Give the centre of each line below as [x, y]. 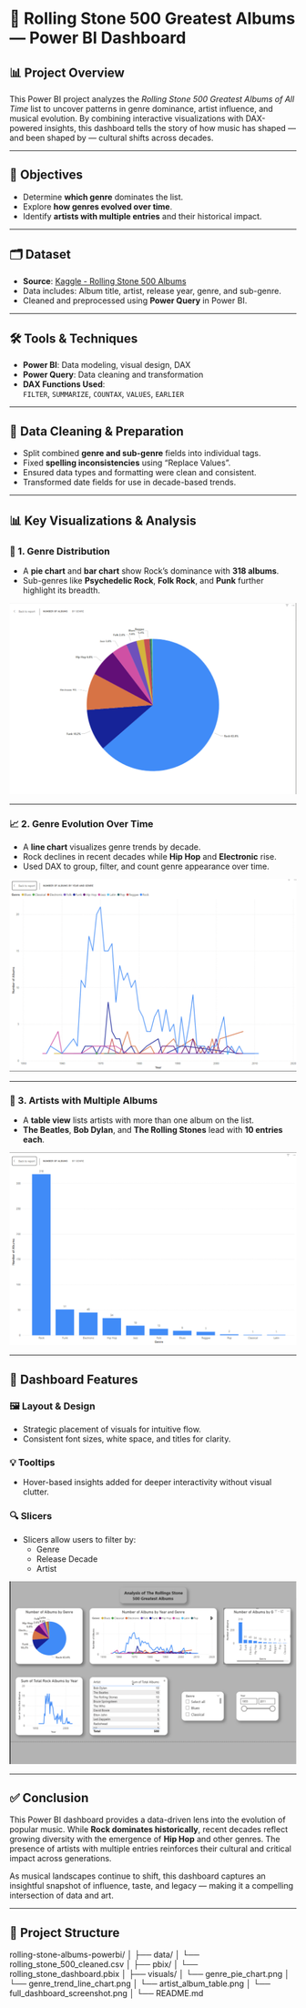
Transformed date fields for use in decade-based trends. [129, 483]
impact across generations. [61, 1859]
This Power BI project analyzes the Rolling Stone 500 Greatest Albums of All [152, 99]
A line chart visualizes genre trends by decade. [112, 847]
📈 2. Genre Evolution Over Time [82, 824]
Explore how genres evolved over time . [97, 206]
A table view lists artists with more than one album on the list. [138, 1120]
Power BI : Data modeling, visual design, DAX [107, 365]
